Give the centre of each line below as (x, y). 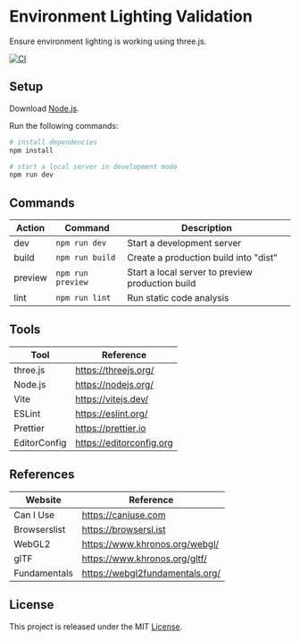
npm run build (86, 258)
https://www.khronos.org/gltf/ (144, 559)
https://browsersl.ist (124, 529)
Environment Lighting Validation (131, 17)
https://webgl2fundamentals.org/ (151, 573)
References (42, 475)
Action (31, 228)
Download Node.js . (44, 108)
